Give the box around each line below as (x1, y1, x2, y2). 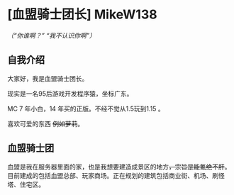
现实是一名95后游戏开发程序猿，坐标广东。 (7, 89, 133, 98)
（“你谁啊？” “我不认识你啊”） (7, 31, 96, 40)
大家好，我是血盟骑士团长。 (7, 74, 89, 82)
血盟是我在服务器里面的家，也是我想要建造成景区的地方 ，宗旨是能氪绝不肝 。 (7, 162, 231, 171)
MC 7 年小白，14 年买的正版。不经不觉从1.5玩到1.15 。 (7, 104, 165, 113)
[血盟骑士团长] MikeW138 (7, 6, 157, 23)
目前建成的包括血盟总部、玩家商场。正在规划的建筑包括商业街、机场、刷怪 (7, 171, 225, 179)
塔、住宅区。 (7, 180, 45, 189)
